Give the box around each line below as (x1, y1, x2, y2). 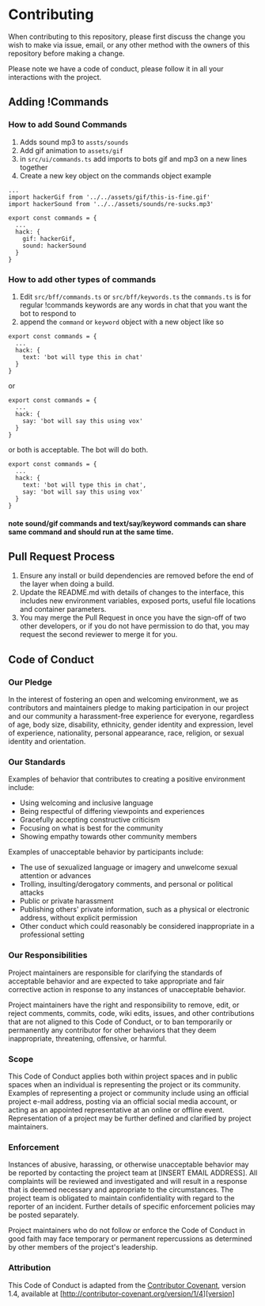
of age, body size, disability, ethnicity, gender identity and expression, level (8, 720, 254, 730)
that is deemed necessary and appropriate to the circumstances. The (8, 1185, 234, 1194)
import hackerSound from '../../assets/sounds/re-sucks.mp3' (8, 200, 214, 208)
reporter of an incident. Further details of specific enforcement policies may (8, 1202, 256, 1212)
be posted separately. (8, 1210, 79, 1220)
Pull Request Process (8, 549, 115, 563)
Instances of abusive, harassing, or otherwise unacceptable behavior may (8, 1159, 249, 1170)
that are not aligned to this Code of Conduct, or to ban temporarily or (8, 1017, 233, 1026)
